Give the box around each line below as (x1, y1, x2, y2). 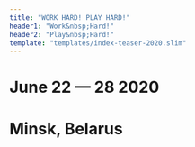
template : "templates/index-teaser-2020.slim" (9, 38, 187, 48)
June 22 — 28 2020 (9, 78, 160, 97)
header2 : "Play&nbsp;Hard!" (9, 30, 115, 39)
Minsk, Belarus (9, 118, 123, 139)
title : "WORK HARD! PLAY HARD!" (9, 13, 130, 23)
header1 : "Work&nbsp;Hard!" (9, 22, 115, 31)
